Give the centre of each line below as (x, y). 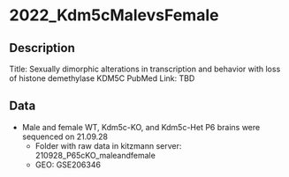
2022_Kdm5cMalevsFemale (114, 15)
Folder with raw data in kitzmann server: (108, 145)
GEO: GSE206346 (68, 165)
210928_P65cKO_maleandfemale (95, 155)
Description (42, 48)
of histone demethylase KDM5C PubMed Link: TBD (102, 78)
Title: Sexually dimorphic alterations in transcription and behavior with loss (145, 69)
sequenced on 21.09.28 (65, 136)
